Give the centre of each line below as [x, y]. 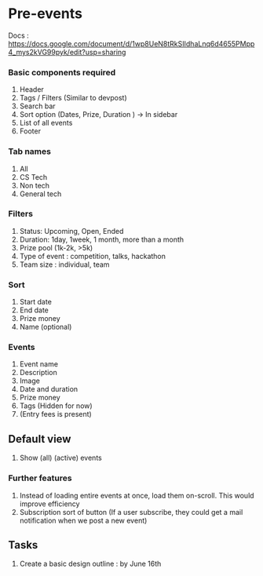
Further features [40, 478]
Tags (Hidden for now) [56, 406]
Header [32, 89]
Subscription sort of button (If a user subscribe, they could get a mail [131, 512]
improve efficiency [49, 504]
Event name [39, 364]
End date [34, 310]
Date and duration [49, 389]
